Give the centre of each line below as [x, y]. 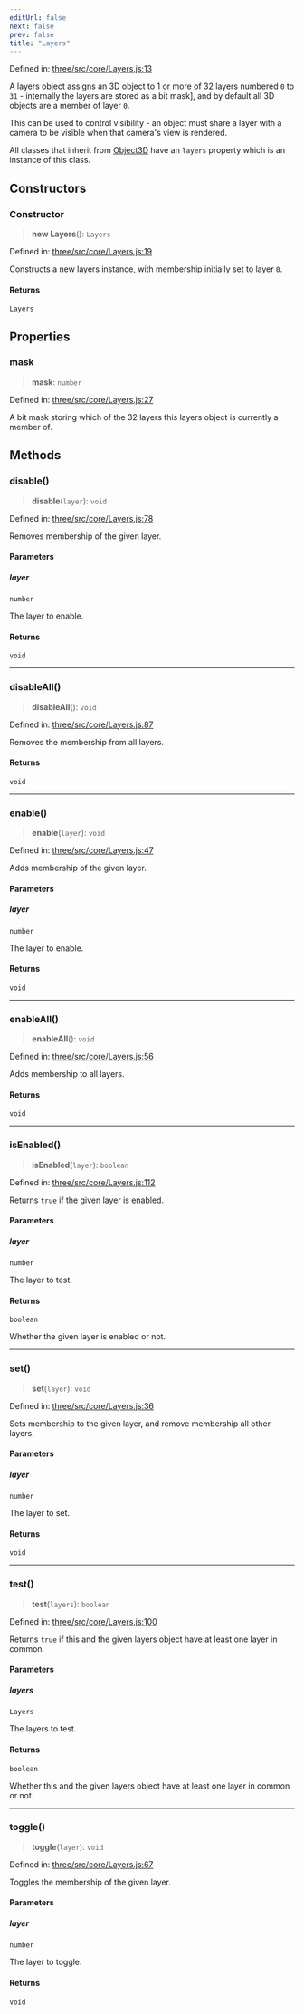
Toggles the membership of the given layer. [90, 1882]
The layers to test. [43, 1729]
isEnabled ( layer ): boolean [80, 1165]
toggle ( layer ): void [67, 1846]
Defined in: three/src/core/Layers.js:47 [81, 850]
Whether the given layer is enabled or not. [87, 1337]
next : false [32, 26]
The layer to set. [40, 1513]
